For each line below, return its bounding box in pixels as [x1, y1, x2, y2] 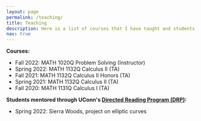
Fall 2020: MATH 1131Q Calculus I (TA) [14, 84, 110, 92]
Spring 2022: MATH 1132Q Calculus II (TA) [14, 65, 120, 72]
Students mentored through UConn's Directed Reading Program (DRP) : [6, 96, 187, 104]
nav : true [6, 31, 31, 37]
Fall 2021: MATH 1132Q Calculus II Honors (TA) [14, 72, 131, 79]
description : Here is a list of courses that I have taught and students [6, 25, 196, 32]
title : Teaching [6, 20, 47, 26]
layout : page [6, 8, 39, 15]
